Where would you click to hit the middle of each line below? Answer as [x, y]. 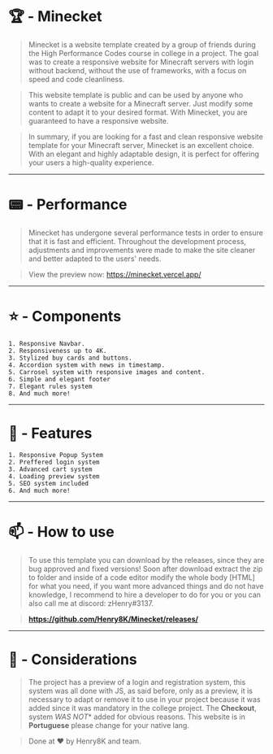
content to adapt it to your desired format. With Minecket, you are [138, 112]
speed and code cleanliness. [76, 79]
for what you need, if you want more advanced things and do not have [146, 586]
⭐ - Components [65, 317]
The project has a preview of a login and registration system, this [137, 682]
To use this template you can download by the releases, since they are [146, 560]
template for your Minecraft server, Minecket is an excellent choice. [141, 145]
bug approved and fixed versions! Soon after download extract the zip [145, 569]
